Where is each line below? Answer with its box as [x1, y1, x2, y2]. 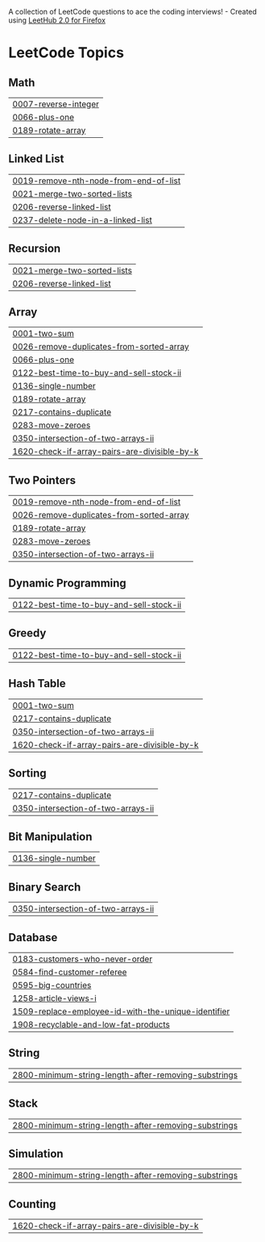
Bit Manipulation [8, 830, 93, 844]
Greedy [8, 627, 47, 640]
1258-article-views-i [12, 992, 97, 1003]
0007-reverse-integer [12, 98, 99, 110]
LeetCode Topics [8, 44, 125, 62]
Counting [8, 1197, 56, 1211]
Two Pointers [8, 473, 77, 487]
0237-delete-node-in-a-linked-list [12, 214, 153, 225]
